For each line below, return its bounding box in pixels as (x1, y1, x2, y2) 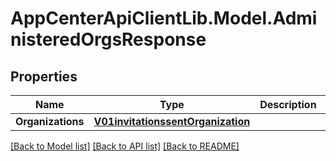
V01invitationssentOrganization (93, 115, 251, 128)
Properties (10, 68, 78, 85)
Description (259, 98, 317, 111)
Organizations (15, 115, 85, 128)
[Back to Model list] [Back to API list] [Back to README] (10, 140, 240, 152)
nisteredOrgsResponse (10, 28, 207, 51)
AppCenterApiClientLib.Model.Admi (10, 7, 318, 30)
